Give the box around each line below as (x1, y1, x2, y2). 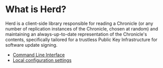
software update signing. (5, 42, 58, 48)
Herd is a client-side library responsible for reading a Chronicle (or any (5, 20, 154, 26)
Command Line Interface (12, 52, 65, 58)
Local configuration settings (12, 57, 72, 63)
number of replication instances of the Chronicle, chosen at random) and (5, 25, 158, 31)
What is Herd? (5, 4, 67, 15)
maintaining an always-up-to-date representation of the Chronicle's (5, 31, 147, 37)
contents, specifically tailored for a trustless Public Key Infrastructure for (5, 37, 158, 43)
